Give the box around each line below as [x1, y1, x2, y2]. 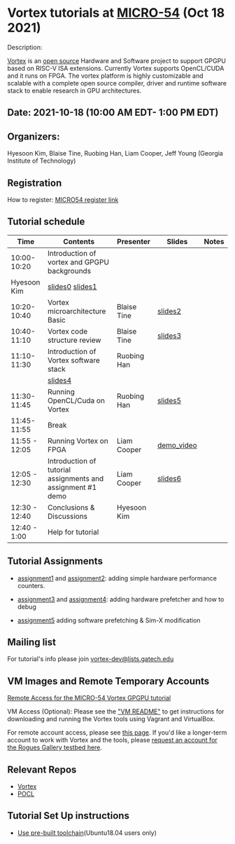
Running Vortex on [48, 436, 108, 446]
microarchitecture [48, 306, 106, 316]
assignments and [48, 473, 104, 483]
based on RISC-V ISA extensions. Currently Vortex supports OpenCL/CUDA [7, 64, 225, 72]
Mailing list [7, 636, 56, 648]
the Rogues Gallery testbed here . [7, 743, 103, 751]
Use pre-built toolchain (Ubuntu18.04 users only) [17, 829, 157, 837]
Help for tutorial [48, 527, 99, 537]
